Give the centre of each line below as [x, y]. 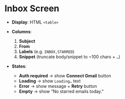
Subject [27, 41]
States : [19, 66]
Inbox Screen [32, 9]
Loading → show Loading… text [50, 81]
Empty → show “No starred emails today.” [61, 91]
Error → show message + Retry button [58, 86]
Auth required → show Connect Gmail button [65, 75]
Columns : [22, 31]
